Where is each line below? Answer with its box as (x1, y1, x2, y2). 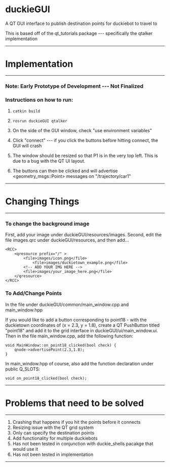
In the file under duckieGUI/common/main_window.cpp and (5, 301, 129, 307)
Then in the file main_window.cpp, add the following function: (5, 333, 133, 339)
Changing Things (5, 196, 79, 207)
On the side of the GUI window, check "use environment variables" (12, 128, 152, 134)
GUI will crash (12, 143, 42, 149)
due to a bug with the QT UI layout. (12, 158, 86, 164)
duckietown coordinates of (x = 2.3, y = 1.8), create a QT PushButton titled (5, 322, 160, 328)
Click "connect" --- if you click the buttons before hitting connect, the (12, 137, 158, 143)
